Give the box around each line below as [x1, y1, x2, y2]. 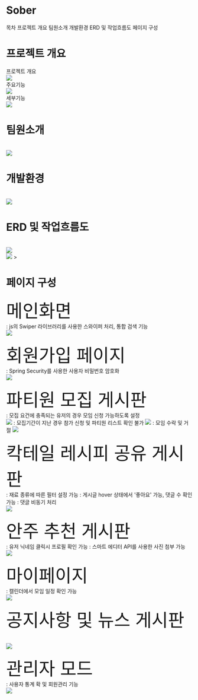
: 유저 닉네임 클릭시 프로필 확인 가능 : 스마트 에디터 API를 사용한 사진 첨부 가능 [6, 543, 186, 550]
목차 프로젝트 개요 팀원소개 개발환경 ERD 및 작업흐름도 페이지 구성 [6, 24, 158, 31]
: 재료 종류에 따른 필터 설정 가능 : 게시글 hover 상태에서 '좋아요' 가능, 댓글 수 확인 [6, 491, 193, 498]
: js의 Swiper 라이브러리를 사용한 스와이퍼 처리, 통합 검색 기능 [6, 323, 148, 330]
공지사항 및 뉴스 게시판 [6, 609, 185, 631]
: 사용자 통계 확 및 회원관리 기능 [6, 680, 79, 688]
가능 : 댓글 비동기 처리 [6, 498, 57, 505]
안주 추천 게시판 [6, 520, 131, 542]
